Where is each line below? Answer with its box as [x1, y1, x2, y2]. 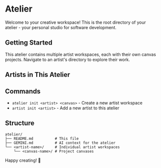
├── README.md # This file [5, 136, 79, 141]
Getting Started [5, 39, 53, 47]
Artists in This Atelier [5, 71, 70, 79]
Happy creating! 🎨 [5, 157, 41, 163]
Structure [5, 119, 35, 127]
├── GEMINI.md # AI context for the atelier [5, 140, 116, 145]
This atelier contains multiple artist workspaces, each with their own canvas [5, 51, 156, 57]
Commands [5, 87, 41, 95]
